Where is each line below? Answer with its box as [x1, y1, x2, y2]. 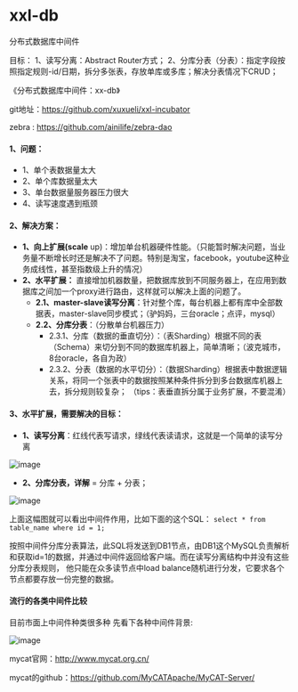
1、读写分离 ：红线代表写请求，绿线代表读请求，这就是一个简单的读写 [21, 429, 276, 441]
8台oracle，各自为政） [48, 353, 132, 363]
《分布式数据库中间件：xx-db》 [9, 85, 120, 95]
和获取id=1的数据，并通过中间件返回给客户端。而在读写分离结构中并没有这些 [9, 551, 289, 562]
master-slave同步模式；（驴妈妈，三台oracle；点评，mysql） [59, 308, 280, 319]
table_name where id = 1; [9, 523, 105, 533]
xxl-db [9, 5, 60, 26]
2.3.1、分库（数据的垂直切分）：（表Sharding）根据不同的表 [48, 330, 262, 341]
